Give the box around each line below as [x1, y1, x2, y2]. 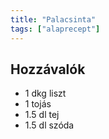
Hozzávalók [10, 61, 86, 78]
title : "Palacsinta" [10, 14, 97, 25]
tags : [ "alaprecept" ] [10, 24, 101, 34]
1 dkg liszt [24, 87, 67, 100]
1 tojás [24, 98, 52, 110]
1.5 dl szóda [24, 119, 75, 131]
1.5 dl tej [24, 109, 60, 121]
